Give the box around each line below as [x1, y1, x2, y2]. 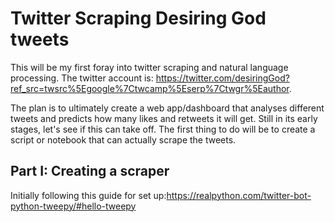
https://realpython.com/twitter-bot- [166, 189, 312, 201]
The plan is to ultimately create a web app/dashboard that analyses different [10, 102, 325, 114]
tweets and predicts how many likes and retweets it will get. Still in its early [10, 112, 318, 124]
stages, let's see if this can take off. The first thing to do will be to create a [10, 123, 316, 135]
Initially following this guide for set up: [10, 189, 167, 201]
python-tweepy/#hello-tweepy [10, 200, 137, 212]
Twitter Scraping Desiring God [10, 7, 267, 30]
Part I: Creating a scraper [10, 163, 170, 180]
